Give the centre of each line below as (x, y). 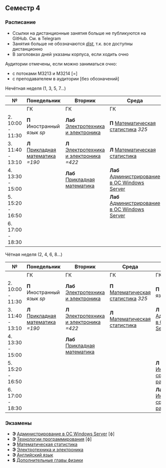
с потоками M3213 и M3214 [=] (45, 73)
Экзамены (19, 423)
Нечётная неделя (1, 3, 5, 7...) (36, 88)
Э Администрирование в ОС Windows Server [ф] (63, 434)
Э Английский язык (33, 455)
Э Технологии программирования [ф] (52, 439)
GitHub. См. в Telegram (36, 38)
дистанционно (27, 49)
